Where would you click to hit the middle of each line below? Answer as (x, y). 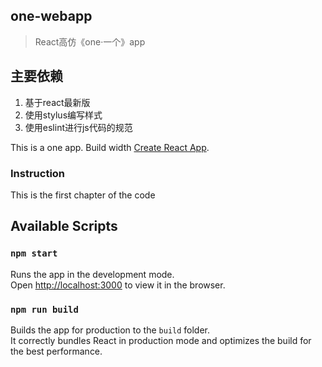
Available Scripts (64, 226)
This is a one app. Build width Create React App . (110, 147)
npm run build (44, 309)
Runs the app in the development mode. (92, 274)
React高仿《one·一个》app (90, 41)
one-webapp (51, 16)
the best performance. (56, 351)
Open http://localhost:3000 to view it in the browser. (118, 285)
